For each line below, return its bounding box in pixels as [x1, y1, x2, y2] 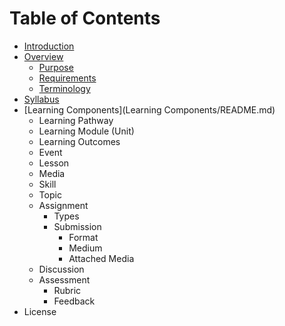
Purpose [38, 61, 74, 73]
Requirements [38, 72, 97, 84]
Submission [53, 220, 102, 232]
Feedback [53, 295, 96, 307]
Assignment [38, 199, 89, 211]
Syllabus [23, 93, 60, 105]
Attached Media [68, 252, 135, 264]
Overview [23, 50, 64, 62]
